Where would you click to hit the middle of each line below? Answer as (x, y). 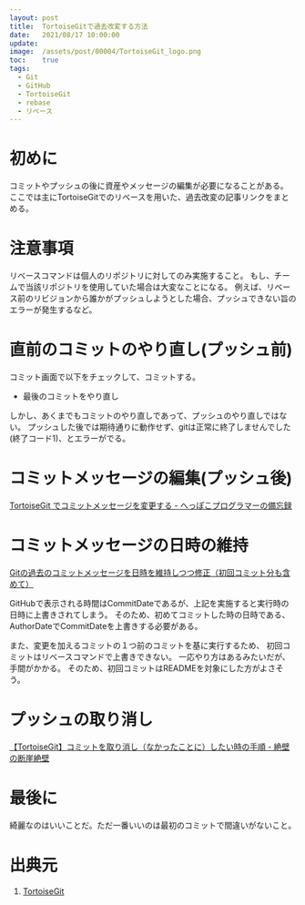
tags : (20, 69)
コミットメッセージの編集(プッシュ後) (151, 478)
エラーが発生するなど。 (53, 310)
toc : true (34, 60)
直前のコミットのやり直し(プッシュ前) (151, 350)
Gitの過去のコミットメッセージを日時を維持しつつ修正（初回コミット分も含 (150, 572)
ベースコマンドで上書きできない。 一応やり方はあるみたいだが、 (169, 656)
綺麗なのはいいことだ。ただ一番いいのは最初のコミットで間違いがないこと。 (153, 825)
